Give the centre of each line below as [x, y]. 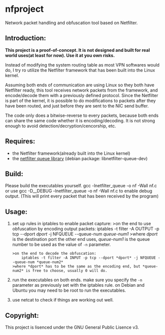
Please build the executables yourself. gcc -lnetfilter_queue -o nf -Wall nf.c [81, 186]
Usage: [16, 212]
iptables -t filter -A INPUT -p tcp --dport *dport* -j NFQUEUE [89, 258]
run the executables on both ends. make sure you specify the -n [77, 280]
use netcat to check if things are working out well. [63, 300]
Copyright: [22, 316]
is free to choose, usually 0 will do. [66, 271]
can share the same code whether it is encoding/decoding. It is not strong [80, 120]
